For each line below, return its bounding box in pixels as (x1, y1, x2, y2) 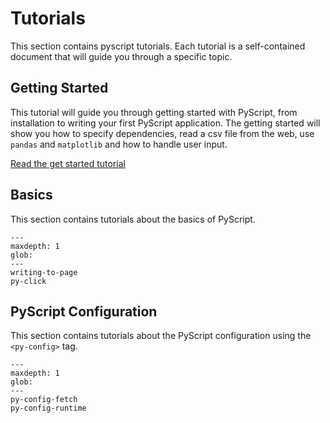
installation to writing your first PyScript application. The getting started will (10, 117, 321, 129)
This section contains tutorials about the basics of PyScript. (10, 213, 256, 225)
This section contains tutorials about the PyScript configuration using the (10, 330, 312, 342)
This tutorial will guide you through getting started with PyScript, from (10, 106, 298, 118)
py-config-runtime (10, 403, 87, 414)
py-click (10, 276, 47, 286)
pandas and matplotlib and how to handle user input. (10, 138, 228, 150)
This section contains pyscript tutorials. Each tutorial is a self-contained (10, 40, 306, 52)
